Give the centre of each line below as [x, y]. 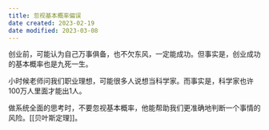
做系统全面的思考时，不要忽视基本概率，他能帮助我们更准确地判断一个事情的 [134, 108]
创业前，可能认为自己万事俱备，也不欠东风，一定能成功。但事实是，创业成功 [134, 54]
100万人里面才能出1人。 [47, 91]
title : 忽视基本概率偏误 [45, 16]
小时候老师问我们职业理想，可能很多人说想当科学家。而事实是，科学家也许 [131, 81]
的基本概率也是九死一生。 [50, 64]
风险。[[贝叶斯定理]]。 [45, 118]
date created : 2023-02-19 [51, 23]
